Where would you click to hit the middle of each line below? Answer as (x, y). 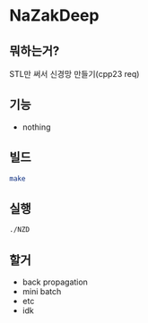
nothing (36, 127)
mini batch (42, 291)
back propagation (55, 282)
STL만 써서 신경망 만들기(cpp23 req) (74, 74)
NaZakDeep (54, 16)
